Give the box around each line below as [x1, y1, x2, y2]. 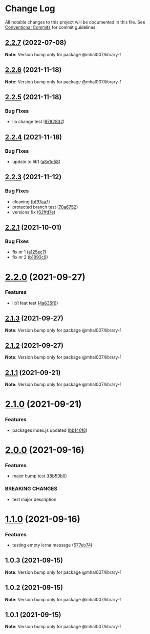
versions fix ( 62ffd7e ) [12, 209, 56, 215]
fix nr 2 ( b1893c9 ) [12, 254, 48, 260]
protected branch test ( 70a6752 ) [12, 204, 78, 210]
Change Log [5, 3, 55, 14]
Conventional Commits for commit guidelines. [5, 24, 97, 30]
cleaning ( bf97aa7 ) [12, 199, 50, 205]
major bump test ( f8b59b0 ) [12, 473, 67, 479]
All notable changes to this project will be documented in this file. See [5, 19, 146, 25]
